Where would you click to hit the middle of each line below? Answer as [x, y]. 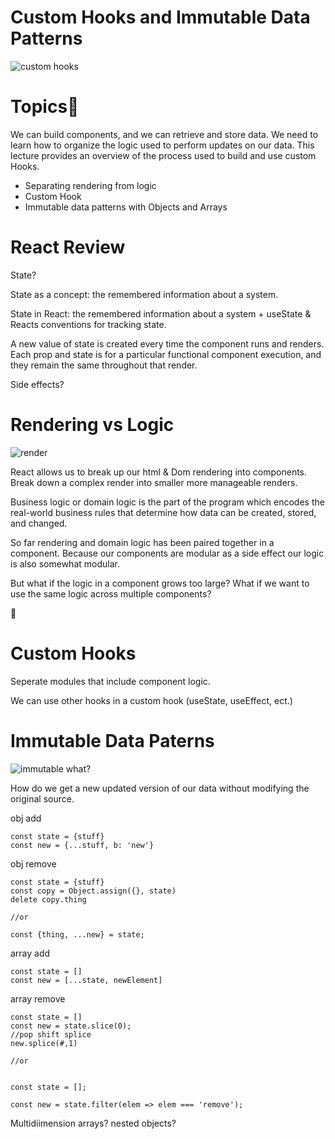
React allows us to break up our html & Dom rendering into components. [159, 472]
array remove [38, 998]
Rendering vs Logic [92, 425]
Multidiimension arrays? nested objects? [93, 1123]
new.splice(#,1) [44, 1043]
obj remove [33, 863]
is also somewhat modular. [65, 563]
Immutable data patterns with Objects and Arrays [126, 207]
